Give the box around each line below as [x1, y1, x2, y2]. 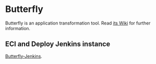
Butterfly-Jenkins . [5, 53, 43, 59]
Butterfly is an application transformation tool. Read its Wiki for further [5, 20, 151, 26]
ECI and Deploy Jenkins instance [5, 40, 111, 48]
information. [5, 25, 31, 31]
